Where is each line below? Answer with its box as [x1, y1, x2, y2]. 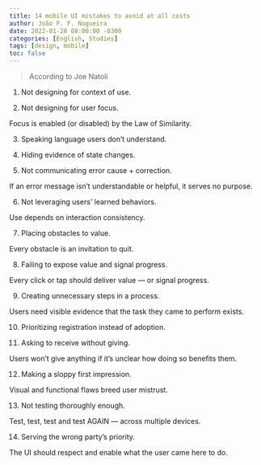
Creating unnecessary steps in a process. [20, 291, 160, 300]
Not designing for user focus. [20, 103, 120, 112]
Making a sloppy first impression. [20, 370, 132, 378]
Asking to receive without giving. [20, 338, 130, 348]
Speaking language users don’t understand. [20, 134, 167, 144]
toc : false [9, 49, 46, 57]
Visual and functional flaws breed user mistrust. [9, 385, 168, 395]
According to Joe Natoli [28, 72, 108, 81]
